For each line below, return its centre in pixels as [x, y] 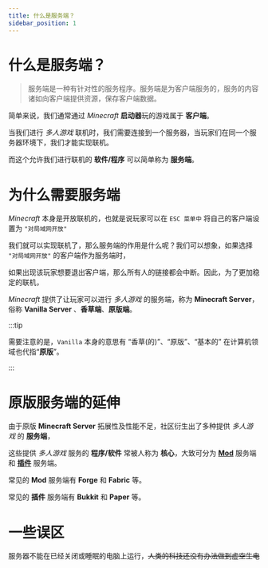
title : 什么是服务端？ [42, 16]
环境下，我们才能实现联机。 [67, 143]
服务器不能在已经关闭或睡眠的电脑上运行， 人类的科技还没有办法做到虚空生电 [134, 556]
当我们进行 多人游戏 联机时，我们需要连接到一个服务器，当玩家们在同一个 [129, 133]
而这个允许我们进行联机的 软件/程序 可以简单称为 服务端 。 [104, 160]
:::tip [16, 325]
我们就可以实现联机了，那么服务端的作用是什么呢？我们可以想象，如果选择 [130, 245]
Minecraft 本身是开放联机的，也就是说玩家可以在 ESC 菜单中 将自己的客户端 [130, 218]
